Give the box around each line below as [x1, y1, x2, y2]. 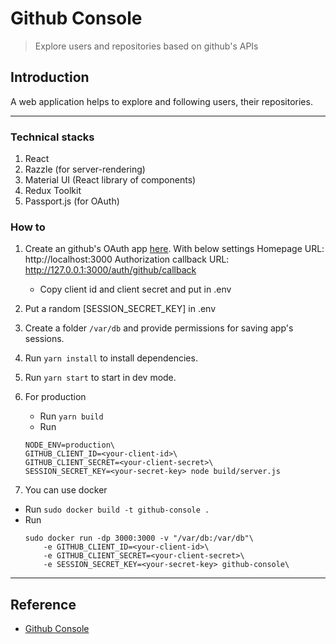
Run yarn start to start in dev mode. [24, 372, 177, 384]
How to [10, 220, 46, 234]
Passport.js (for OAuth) [24, 195, 120, 207]
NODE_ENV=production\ [24, 440, 115, 451]
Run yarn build [39, 410, 104, 422]
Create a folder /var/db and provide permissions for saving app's [24, 322, 294, 334]
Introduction [10, 69, 90, 86]
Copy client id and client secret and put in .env [39, 283, 232, 296]
